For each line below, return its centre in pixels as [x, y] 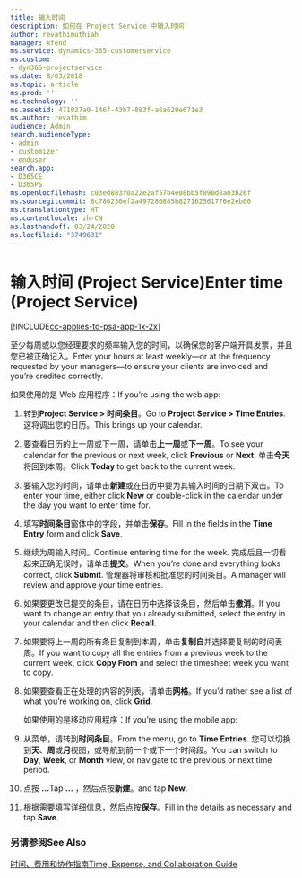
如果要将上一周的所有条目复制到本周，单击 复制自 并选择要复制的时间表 [153, 642]
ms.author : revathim [49, 118]
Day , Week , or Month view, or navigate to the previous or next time [147, 760]
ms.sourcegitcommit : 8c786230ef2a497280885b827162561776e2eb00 [131, 202]
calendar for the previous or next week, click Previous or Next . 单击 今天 [156, 456]
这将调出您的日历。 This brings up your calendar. [112, 425]
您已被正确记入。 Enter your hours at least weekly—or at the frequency [141, 357]
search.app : [32, 168]
